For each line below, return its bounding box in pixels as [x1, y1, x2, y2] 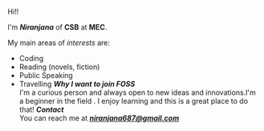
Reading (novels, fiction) [18, 62, 100, 72]
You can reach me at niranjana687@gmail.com [18, 113, 180, 123]
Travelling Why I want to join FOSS [18, 80, 136, 88]
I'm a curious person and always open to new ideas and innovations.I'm [18, 88, 256, 97]
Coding [18, 54, 44, 63]
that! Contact [18, 104, 64, 114]
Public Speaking [18, 71, 73, 80]
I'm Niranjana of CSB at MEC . [7, 23, 108, 31]
